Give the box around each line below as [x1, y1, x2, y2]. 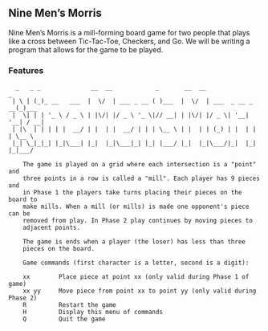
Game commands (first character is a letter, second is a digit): [22, 259, 250, 268]
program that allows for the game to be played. [8, 44, 164, 55]
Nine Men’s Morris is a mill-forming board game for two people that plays [8, 27, 250, 37]
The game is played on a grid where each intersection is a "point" [22, 161, 257, 169]
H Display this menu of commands [22, 309, 163, 317]
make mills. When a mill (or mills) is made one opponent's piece [22, 202, 250, 211]
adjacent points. [22, 224, 81, 232]
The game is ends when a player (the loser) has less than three [22, 238, 246, 246]
